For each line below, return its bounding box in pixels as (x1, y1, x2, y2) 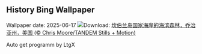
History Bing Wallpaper (6, 5, 95, 15)
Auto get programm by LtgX (6, 41, 75, 48)
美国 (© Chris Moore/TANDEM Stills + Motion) (22, 29, 136, 36)
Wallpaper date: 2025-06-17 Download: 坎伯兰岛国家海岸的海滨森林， (6, 21, 185, 29)
